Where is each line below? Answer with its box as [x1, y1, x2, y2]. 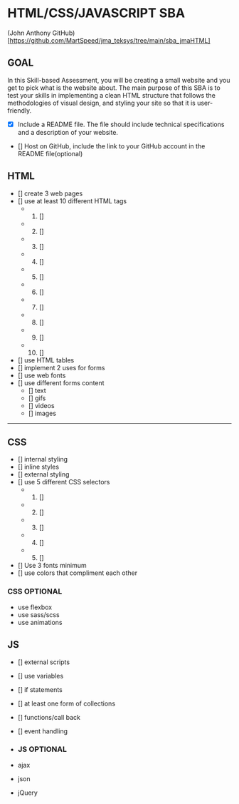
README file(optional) [17, 149, 83, 158]
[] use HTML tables [17, 355, 75, 365]
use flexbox [17, 603, 52, 611]
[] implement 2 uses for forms [17, 363, 105, 372]
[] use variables [17, 671, 64, 680]
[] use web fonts [17, 371, 66, 380]
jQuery [17, 788, 38, 797]
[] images [28, 409, 57, 417]
